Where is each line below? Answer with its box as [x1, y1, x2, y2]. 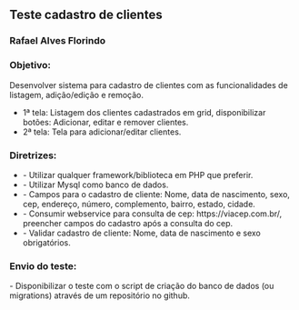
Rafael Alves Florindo [9, 35, 106, 47]
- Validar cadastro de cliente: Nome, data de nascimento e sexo [22, 227, 261, 238]
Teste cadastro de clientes [9, 7, 163, 23]
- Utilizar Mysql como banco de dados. [22, 179, 169, 190]
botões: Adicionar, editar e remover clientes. [22, 116, 189, 127]
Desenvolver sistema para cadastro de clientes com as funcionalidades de [9, 79, 288, 90]
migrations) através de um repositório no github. [9, 290, 191, 301]
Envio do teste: [9, 259, 77, 272]
